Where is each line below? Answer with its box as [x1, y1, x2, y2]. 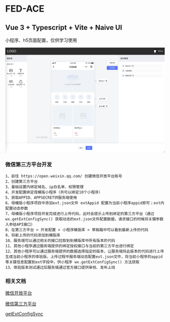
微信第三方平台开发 [5, 161, 52, 168]
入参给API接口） [5, 222, 35, 227]
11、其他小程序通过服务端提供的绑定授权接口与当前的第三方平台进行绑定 [5, 243, 134, 248]
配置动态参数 [5, 206, 28, 211]
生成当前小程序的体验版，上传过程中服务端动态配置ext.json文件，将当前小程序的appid [5, 254, 163, 259]
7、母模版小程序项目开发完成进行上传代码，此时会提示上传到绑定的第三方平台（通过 [5, 211, 154, 216]
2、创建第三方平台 [5, 179, 38, 184]
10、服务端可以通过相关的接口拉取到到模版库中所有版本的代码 [5, 238, 115, 243]
